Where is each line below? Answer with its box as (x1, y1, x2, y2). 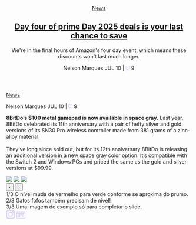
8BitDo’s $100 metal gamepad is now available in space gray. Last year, (6, 114, 184, 121)
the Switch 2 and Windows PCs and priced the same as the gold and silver (6, 158, 187, 165)
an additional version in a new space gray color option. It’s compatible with (6, 152, 187, 159)
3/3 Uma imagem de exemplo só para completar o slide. (6, 203, 142, 210)
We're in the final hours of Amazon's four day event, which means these (11, 47, 187, 54)
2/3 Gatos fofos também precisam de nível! (6, 197, 111, 204)
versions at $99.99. (6, 164, 54, 171)
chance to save (70, 31, 128, 41)
